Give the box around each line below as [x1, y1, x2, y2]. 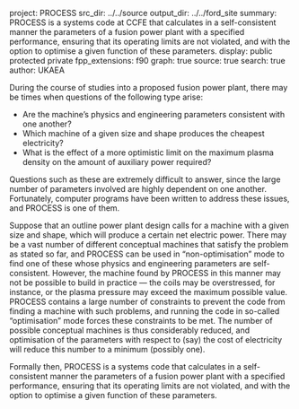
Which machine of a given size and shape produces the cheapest [22, 128, 265, 138]
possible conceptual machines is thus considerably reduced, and [9, 325, 250, 335]
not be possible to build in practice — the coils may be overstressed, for [9, 277, 276, 288]
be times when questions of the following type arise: [9, 91, 204, 102]
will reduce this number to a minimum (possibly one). [9, 344, 206, 354]
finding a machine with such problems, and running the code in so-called [9, 306, 280, 317]
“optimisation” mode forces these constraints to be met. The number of [9, 316, 273, 326]
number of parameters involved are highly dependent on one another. [9, 184, 268, 194]
